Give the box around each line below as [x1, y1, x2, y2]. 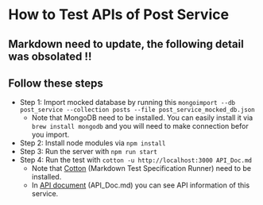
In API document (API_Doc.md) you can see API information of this [31, 180, 250, 190]
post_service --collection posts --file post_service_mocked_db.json [19, 106, 256, 114]
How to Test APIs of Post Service [8, 6, 229, 24]
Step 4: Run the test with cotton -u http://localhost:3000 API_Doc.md [19, 155, 253, 164]
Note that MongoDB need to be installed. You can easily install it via [31, 113, 253, 122]
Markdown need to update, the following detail [8, 37, 244, 51]
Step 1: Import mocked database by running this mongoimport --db [19, 98, 236, 107]
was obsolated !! [8, 49, 92, 63]
